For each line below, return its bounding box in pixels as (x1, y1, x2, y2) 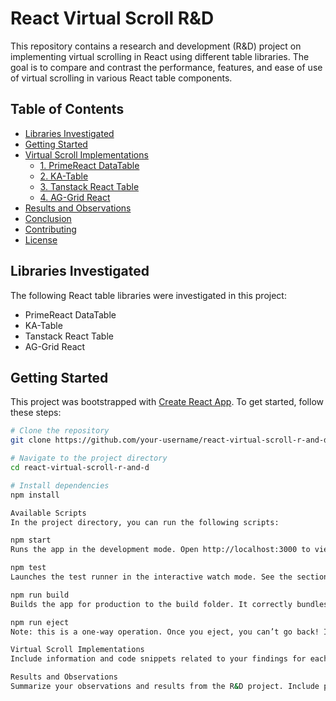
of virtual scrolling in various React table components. (10, 72, 233, 84)
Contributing (24, 223, 77, 235)
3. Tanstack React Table (39, 180, 140, 192)
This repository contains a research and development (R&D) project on (10, 40, 302, 52)
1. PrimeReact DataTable (39, 159, 140, 171)
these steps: (10, 407, 62, 419)
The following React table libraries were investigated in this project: (10, 289, 287, 301)
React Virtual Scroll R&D (10, 7, 215, 30)
